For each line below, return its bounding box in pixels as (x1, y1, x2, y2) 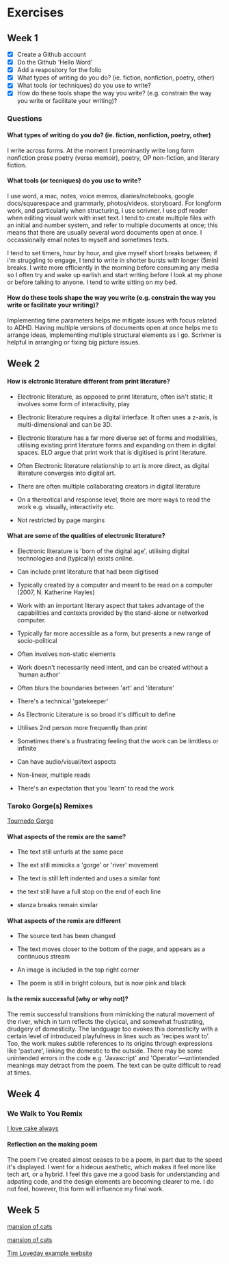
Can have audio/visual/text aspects (16, 757, 117, 766)
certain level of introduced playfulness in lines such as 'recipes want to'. (7, 1031, 211, 1040)
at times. (7, 1068, 32, 1077)
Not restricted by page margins (16, 516, 105, 524)
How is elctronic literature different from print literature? (7, 377, 171, 385)
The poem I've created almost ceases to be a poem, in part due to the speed (7, 1155, 223, 1164)
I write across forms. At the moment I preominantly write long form (7, 146, 195, 154)
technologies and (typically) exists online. (16, 554, 135, 562)
